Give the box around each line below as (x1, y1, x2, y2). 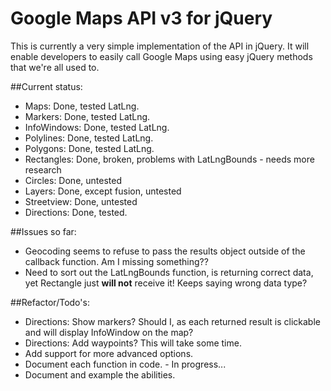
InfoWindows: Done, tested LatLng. (24, 121, 170, 133)
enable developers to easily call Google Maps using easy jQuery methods (10, 50, 313, 62)
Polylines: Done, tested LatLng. (24, 132, 154, 144)
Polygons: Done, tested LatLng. (24, 142, 155, 154)
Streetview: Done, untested (24, 195, 138, 207)
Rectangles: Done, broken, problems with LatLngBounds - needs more (24, 153, 315, 165)
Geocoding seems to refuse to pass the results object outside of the (24, 245, 306, 257)
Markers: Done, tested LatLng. (24, 110, 151, 122)
